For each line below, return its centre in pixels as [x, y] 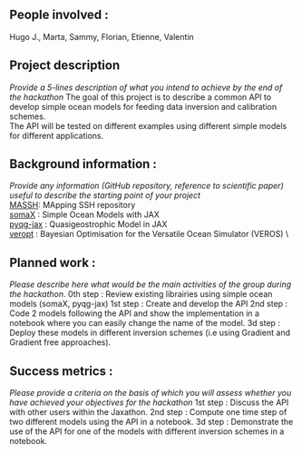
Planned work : [53, 262]
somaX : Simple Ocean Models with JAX [85, 215]
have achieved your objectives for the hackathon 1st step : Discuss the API [149, 402]
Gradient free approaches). [60, 342]
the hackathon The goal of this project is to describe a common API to [141, 97]
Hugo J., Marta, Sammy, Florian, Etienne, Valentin [102, 36]
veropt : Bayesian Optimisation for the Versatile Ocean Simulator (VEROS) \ [149, 234]
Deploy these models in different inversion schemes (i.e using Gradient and [150, 333]
